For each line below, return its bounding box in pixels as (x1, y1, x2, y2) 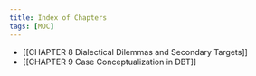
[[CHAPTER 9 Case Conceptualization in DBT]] (22, 56, 197, 67)
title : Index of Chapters (9, 13, 107, 23)
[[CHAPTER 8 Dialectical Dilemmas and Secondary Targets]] (22, 46, 249, 57)
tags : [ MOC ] (9, 22, 54, 31)
